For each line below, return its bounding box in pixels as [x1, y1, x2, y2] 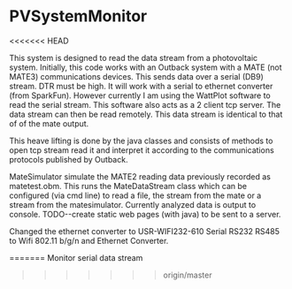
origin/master [163, 270, 212, 280]
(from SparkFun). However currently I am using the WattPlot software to [9, 90, 272, 101]
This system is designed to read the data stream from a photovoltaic [9, 52, 258, 63]
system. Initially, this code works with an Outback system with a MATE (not [9, 62, 282, 72]
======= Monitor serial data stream [9, 252, 143, 262]
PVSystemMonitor [9, 6, 148, 27]
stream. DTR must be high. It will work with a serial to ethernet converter [9, 80, 273, 91]
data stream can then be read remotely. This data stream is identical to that [9, 109, 283, 119]
